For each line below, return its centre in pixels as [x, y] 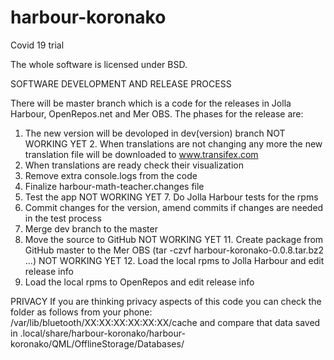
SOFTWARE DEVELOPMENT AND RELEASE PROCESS [121, 83]
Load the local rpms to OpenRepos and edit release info [139, 282]
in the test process [63, 218]
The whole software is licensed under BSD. [99, 64]
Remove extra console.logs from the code [111, 175]
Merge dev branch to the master [91, 228]
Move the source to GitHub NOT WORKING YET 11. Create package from [174, 239]
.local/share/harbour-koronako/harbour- [102, 333]
